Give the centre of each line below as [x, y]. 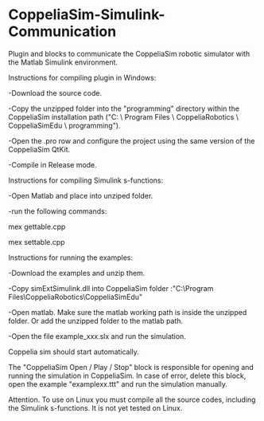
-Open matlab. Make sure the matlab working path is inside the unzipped [128, 312]
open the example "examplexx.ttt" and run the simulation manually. [118, 384]
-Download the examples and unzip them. [77, 273]
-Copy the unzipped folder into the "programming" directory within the [124, 108]
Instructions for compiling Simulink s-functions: [86, 180]
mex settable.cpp [37, 242]
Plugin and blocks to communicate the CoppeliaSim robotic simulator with [129, 53]
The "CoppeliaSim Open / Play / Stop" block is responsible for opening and [131, 367]
